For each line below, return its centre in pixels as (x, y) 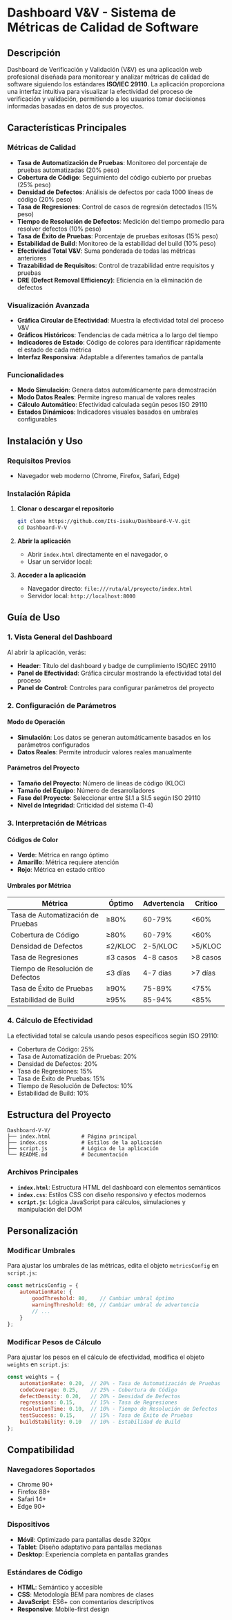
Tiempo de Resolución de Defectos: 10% (75, 1085)
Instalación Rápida (39, 493)
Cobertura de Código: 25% (56, 1049)
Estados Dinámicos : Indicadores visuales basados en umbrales (108, 412)
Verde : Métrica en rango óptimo (63, 855)
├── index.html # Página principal (72, 1137)
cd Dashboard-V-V (42, 528)
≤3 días (118, 973)
